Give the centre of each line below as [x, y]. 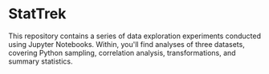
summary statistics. [41, 61]
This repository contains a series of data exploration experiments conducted [135, 36]
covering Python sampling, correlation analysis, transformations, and [122, 53]
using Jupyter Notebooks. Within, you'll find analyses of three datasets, [126, 44]
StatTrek [37, 14]
